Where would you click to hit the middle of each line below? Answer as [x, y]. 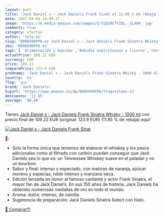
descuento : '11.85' [25, 96]
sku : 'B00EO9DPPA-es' [27, 46]
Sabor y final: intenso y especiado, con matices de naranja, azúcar [79, 169]
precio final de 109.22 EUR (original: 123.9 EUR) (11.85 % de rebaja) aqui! [78, 120]
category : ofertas [24, 32]
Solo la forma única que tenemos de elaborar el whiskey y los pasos [81, 148]
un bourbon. [25, 164]
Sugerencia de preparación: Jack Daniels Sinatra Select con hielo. [79, 200]
